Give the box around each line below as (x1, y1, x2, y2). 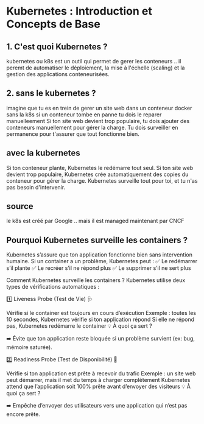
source (6, 201, 33, 211)
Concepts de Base (6, 17, 100, 31)
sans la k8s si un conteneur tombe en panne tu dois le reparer (6, 111, 162, 118)
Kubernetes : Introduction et (6, 4, 152, 18)
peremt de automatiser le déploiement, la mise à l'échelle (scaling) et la (6, 64, 185, 71)
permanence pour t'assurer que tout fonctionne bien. (6, 130, 140, 138)
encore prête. (6, 411, 41, 418)
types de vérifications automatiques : (6, 283, 99, 291)
